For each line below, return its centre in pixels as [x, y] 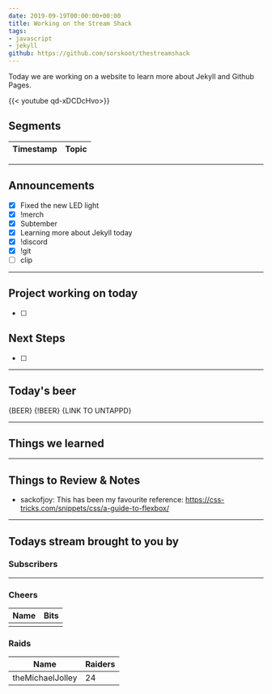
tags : [17, 31]
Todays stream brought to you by [94, 542]
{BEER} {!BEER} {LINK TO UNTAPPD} [70, 410]
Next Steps [37, 339]
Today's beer [42, 391]
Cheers [23, 595]
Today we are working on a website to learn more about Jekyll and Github [132, 76]
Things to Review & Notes [74, 480]
